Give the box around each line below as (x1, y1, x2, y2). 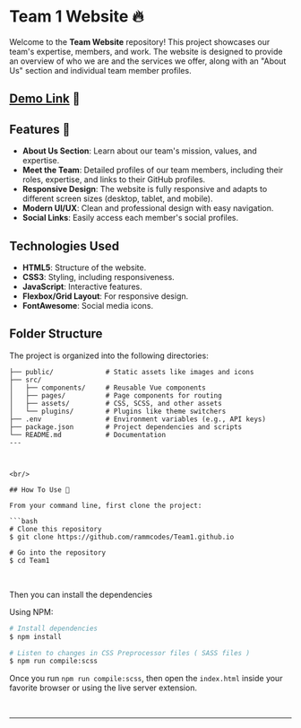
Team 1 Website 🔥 (9, 6, 144, 27)
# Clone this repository (9, 524, 102, 533)
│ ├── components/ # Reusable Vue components (9, 383, 206, 392)
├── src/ (9, 375, 42, 384)
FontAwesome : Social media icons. (21, 300, 154, 311)
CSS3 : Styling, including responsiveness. (21, 271, 175, 282)
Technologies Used (9, 238, 119, 253)
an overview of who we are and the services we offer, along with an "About (9, 56, 287, 66)
